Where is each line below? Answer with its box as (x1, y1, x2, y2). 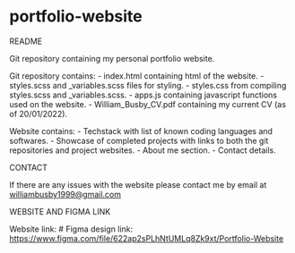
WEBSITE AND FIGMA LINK (9, 206, 111, 216)
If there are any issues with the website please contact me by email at (9, 179, 267, 190)
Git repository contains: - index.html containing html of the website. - (9, 70, 265, 81)
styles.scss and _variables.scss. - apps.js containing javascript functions (9, 89, 278, 100)
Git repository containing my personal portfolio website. (9, 53, 215, 63)
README (9, 36, 43, 46)
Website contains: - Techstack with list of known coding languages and (9, 125, 273, 136)
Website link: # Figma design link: (9, 223, 134, 234)
